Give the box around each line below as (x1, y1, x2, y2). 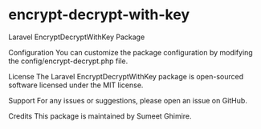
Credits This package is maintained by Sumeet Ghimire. (8, 111, 192, 121)
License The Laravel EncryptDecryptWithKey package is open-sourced (8, 71, 244, 81)
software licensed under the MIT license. (8, 80, 144, 90)
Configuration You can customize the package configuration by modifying (8, 47, 253, 57)
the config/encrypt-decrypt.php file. (8, 56, 128, 66)
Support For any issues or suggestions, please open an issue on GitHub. (8, 95, 247, 105)
